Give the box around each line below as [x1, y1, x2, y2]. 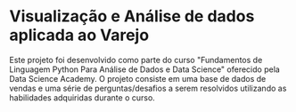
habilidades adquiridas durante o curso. [9, 92, 156, 103]
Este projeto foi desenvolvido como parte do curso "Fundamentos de [9, 54, 263, 65]
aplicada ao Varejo [9, 25, 150, 45]
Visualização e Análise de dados [9, 6, 255, 27]
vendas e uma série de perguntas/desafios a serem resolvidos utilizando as [9, 83, 287, 93]
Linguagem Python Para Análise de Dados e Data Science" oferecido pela [9, 64, 281, 75]
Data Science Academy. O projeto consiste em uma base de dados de [9, 73, 267, 84]
